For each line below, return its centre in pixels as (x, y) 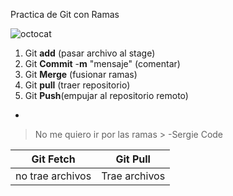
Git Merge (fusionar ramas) (81, 74)
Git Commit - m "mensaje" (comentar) (102, 63)
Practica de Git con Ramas (65, 14)
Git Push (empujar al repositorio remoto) (106, 95)
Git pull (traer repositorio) (77, 85)
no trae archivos (53, 176)
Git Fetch (53, 159)
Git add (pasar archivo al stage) (90, 53)
